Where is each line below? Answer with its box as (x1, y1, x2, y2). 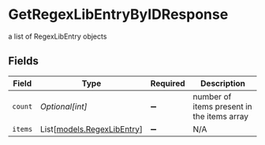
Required (150, 77, 185, 88)
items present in (192, 101, 252, 112)
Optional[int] (39, 101, 88, 112)
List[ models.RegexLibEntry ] (39, 124, 144, 135)
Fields (8, 54, 39, 68)
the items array (192, 110, 248, 121)
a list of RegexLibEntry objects (8, 32, 107, 41)
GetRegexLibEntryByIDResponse (8, 6, 229, 24)
